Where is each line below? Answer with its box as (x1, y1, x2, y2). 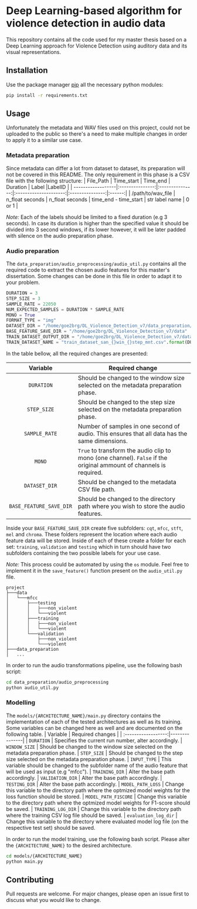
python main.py (6, 859, 43, 864)
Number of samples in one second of (77, 422, 180, 430)
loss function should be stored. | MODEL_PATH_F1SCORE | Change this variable (6, 793, 188, 800)
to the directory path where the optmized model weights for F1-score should (6, 799, 191, 806)
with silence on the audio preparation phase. (6, 232, 114, 239)
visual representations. (6, 48, 62, 55)
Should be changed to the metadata (77, 478, 177, 486)
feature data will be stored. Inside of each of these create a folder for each (6, 537, 186, 544)
